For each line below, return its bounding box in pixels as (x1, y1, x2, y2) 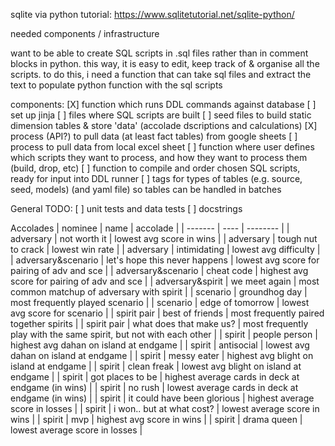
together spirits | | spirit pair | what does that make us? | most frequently (10, 318, 309, 329)
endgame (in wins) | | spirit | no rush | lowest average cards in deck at (10, 382, 299, 393)
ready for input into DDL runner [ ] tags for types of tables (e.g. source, (10, 173, 303, 184)
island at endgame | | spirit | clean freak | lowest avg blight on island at (10, 360, 302, 372)
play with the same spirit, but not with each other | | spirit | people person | (10, 329, 318, 340)
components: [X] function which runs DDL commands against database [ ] (10, 99, 317, 110)
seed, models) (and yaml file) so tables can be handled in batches (10, 184, 282, 195)
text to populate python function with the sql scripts (10, 79, 223, 91)
